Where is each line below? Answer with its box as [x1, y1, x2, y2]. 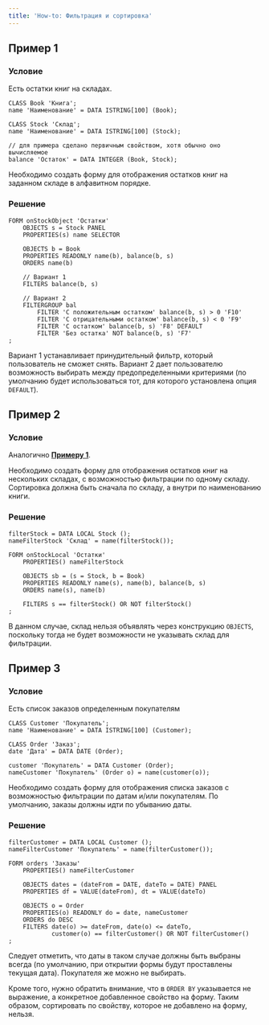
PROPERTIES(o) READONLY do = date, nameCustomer [22, 908, 189, 916]
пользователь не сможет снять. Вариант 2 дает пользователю [8, 359, 223, 368]
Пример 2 [8, 408, 61, 421]
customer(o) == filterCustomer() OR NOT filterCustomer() [51, 929, 250, 937]
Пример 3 [8, 661, 61, 675]
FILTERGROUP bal [22, 301, 78, 310]
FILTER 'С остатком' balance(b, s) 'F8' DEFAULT [37, 322, 203, 330]
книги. [8, 491, 31, 501]
